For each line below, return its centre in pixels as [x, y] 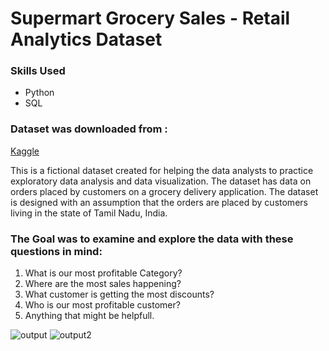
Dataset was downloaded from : [89, 129]
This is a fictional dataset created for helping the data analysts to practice [162, 170]
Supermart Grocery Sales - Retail [150, 18]
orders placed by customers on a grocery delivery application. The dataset [164, 191]
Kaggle [25, 151]
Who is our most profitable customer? [102, 305]
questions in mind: [56, 251]
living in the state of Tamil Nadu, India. [89, 213]
